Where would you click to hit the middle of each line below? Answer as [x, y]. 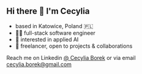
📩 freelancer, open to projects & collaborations [74, 46]
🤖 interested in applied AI [47, 39]
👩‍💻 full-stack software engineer [55, 33]
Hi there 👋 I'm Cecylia [48, 11]
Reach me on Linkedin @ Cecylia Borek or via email [71, 57]
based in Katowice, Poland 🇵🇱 [54, 26]
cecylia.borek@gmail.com [39, 64]
